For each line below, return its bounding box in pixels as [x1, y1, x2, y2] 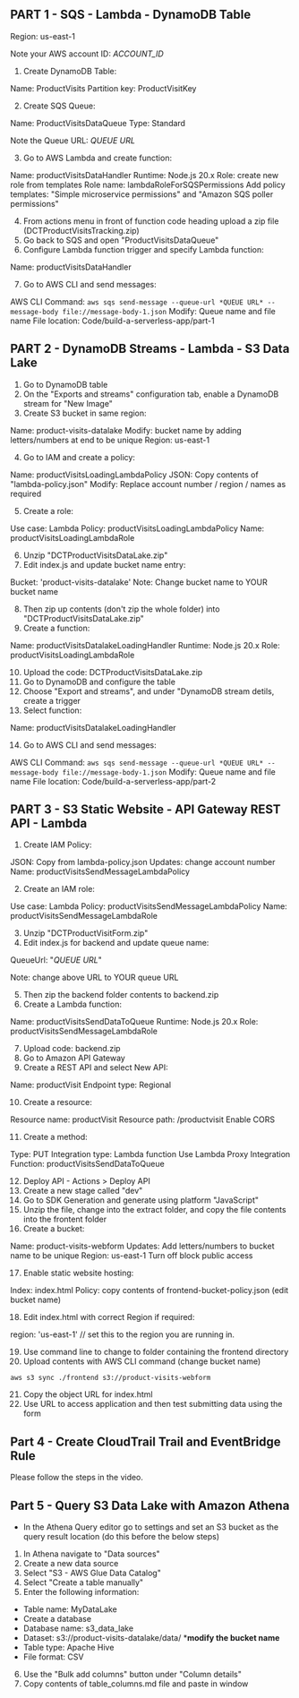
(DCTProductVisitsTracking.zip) [22, 225, 140, 236]
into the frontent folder [22, 1213, 107, 1225]
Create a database [22, 1614, 92, 1625]
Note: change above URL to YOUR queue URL [10, 972, 179, 983]
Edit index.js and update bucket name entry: [22, 559, 186, 570]
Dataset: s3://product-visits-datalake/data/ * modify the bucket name [22, 1633, 280, 1643]
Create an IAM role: [22, 884, 95, 895]
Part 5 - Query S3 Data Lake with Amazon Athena [10, 1497, 290, 1513]
